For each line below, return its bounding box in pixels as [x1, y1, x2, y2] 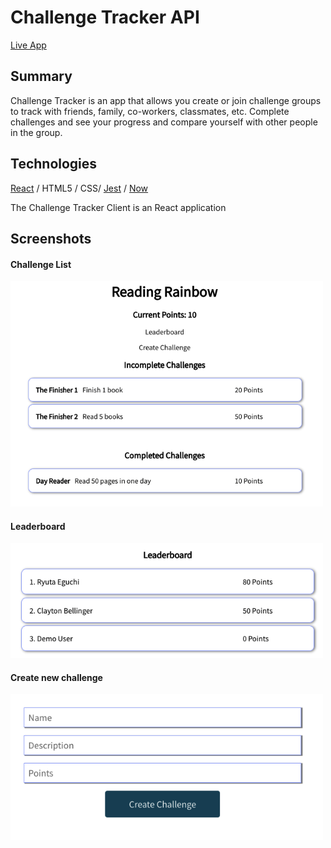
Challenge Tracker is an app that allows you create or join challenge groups [10, 94, 322, 106]
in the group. [10, 126, 63, 138]
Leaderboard [10, 520, 66, 532]
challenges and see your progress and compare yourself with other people [10, 116, 318, 128]
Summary [10, 68, 73, 85]
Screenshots [10, 230, 92, 247]
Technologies [10, 156, 98, 173]
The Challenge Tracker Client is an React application [10, 201, 227, 213]
